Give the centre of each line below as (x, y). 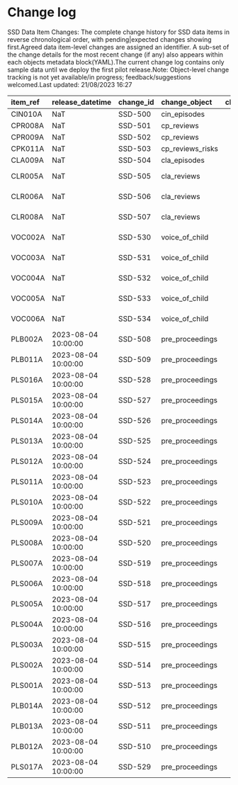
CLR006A (27, 196)
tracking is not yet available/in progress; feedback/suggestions (99, 77)
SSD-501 (135, 125)
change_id (136, 102)
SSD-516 (135, 624)
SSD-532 (135, 278)
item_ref (25, 102)
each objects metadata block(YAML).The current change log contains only (116, 62)
